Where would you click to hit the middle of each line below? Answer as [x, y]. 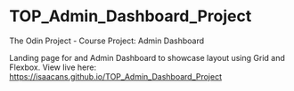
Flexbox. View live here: [53, 67]
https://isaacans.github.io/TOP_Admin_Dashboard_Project [116, 76]
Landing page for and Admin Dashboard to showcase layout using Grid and [147, 57]
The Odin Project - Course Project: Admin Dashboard [107, 41]
